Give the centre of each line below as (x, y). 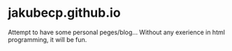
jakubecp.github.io (64, 13)
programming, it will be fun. (48, 39)
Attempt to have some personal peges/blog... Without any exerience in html (117, 32)
